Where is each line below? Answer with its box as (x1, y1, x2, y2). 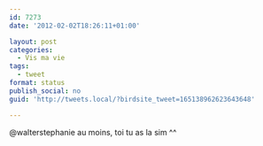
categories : (9, 45, 53, 54)
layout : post (9, 37, 58, 46)
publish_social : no (9, 86, 81, 96)
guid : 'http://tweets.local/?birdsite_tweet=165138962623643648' (9, 95, 255, 104)
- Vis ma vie (17, 54, 66, 63)
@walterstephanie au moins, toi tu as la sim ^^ (9, 127, 177, 137)
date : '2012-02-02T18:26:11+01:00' (9, 21, 141, 30)
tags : (9, 62, 29, 71)
